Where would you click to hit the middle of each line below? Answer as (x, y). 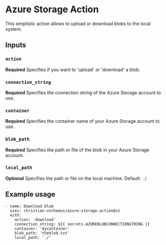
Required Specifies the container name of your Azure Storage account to (82, 121)
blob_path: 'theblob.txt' (42, 233)
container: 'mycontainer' (42, 229)
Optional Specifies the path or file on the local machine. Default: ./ (76, 178)
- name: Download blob (29, 206)
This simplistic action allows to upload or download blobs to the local (78, 24)
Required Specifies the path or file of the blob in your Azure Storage (77, 150)
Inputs (16, 45)
